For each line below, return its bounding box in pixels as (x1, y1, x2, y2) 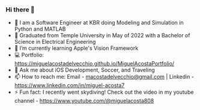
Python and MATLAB (14, 25, 66, 32)
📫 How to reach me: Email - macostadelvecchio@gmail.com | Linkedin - (14, 73, 195, 81)
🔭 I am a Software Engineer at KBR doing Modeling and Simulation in (14, 19, 184, 26)
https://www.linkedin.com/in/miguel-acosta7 (14, 82, 125, 89)
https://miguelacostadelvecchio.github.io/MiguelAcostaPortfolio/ (14, 60, 175, 67)
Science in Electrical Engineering (14, 38, 96, 46)
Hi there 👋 (5, 5, 35, 14)
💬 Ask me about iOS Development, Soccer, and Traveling (14, 66, 156, 74)
